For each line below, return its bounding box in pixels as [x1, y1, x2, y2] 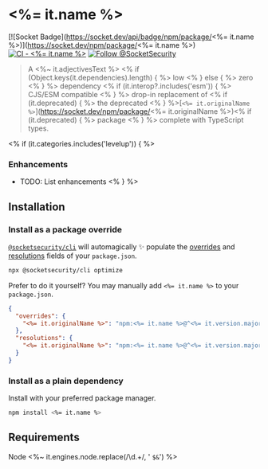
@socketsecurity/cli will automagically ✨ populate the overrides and [8, 241, 235, 252]
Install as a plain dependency [8, 375, 124, 386]
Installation [8, 200, 65, 213]
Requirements [8, 431, 80, 444]
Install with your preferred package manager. [8, 393, 156, 403]
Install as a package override [8, 224, 122, 235]
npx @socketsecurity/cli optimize [8, 266, 124, 274]
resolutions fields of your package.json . [8, 251, 137, 260]
